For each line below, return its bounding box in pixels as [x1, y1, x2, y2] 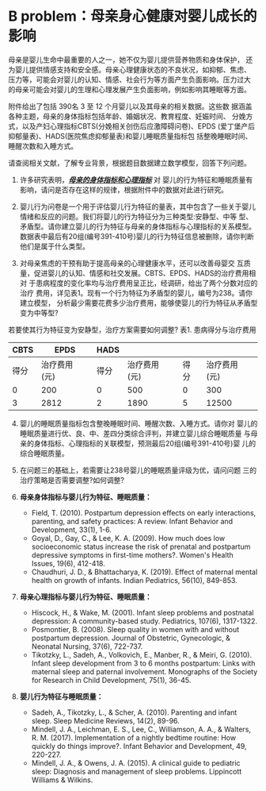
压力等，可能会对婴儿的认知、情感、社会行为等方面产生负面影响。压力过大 [8, 75, 251, 84]
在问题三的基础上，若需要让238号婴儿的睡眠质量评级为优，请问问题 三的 [19, 465, 257, 475]
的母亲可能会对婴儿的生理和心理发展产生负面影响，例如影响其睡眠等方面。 [8, 84, 251, 94]
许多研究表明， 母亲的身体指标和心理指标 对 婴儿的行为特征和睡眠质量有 [19, 175, 253, 184]
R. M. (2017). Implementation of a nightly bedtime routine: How [31, 732, 236, 743]
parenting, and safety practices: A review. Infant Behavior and [31, 516, 234, 526]
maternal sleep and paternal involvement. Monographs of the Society [31, 666, 258, 676]
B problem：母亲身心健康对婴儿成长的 [8, 7, 257, 25]
